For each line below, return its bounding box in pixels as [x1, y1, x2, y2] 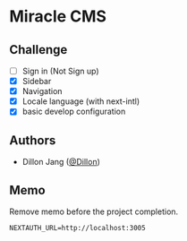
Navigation [21, 86, 63, 97]
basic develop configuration [21, 106, 126, 117]
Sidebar [21, 76, 52, 87]
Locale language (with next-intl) [21, 96, 140, 107]
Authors [9, 133, 56, 148]
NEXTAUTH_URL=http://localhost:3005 [9, 223, 146, 232]
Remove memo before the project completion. [9, 206, 179, 217]
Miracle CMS [9, 6, 107, 27]
